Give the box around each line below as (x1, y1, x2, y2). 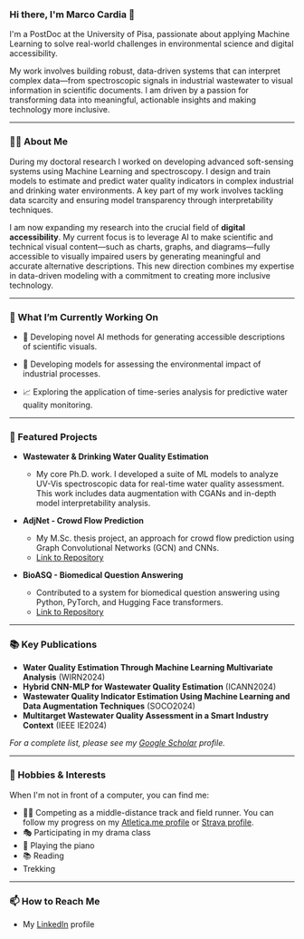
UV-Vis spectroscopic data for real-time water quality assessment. (35, 478, 285, 489)
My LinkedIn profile (22, 919, 95, 930)
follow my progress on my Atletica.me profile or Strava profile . (22, 817, 254, 827)
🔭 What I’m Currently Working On (9, 310, 158, 323)
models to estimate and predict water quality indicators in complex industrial (9, 175, 294, 186)
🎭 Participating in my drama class (22, 827, 151, 837)
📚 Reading (22, 850, 65, 861)
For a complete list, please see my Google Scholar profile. (9, 738, 226, 748)
